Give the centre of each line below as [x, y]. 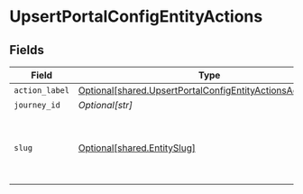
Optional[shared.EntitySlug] [137, 148]
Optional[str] [106, 105]
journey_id [37, 105]
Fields [27, 50]
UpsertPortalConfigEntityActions [136, 17]
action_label [42, 91]
